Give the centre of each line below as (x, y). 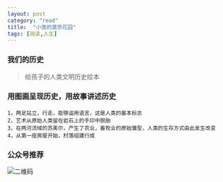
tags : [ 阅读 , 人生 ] (33, 34)
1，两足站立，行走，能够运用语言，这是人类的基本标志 (75, 113)
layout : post (27, 14)
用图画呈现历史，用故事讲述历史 (62, 96)
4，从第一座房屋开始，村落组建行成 (51, 135)
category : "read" (33, 21)
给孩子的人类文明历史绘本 (62, 76)
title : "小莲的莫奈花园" (42, 27)
